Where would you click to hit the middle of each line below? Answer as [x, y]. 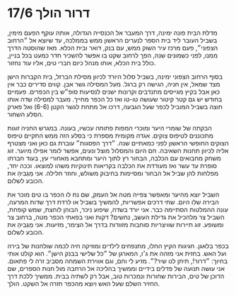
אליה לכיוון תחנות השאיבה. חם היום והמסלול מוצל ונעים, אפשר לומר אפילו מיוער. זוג [118, 150]
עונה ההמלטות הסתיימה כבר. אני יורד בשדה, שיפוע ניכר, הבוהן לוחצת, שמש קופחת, [118, 209]
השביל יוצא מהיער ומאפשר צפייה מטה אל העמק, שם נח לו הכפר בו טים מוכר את [113, 194]
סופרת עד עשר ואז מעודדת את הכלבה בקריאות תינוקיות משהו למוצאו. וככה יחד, [112, 165]
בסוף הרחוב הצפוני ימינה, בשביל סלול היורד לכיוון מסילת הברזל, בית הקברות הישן [115, 77]
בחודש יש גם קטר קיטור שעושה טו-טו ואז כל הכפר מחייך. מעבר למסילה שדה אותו [115, 99]
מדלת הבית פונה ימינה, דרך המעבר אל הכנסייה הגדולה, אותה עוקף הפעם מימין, [112, 33]
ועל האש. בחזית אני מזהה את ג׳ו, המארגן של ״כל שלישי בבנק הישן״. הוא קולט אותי [117, 253]
